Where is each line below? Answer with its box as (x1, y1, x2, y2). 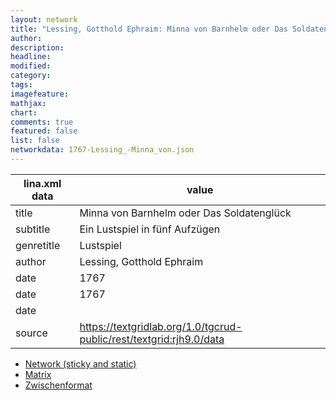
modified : (10, 61, 52, 71)
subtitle (15, 222, 51, 236)
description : (10, 42, 65, 53)
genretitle (15, 238, 61, 252)
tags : (10, 80, 33, 90)
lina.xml (23, 176, 62, 190)
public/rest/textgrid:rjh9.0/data (79, 332, 225, 346)
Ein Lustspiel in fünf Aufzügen (79, 222, 221, 236)
